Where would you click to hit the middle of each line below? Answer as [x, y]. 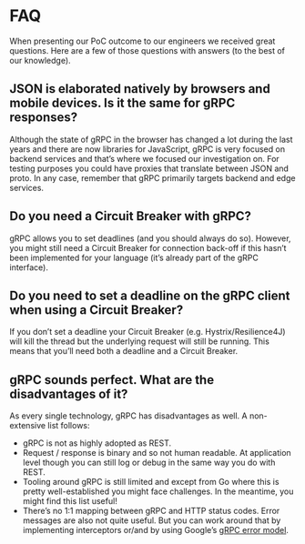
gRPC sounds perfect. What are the [112, 380]
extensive [28, 426]
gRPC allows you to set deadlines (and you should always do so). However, [150, 238]
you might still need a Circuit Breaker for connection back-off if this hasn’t [148, 247]
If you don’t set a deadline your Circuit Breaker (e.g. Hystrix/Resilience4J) [147, 332]
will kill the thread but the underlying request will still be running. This [140, 341]
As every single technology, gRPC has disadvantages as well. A [128, 416]
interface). [29, 267]
